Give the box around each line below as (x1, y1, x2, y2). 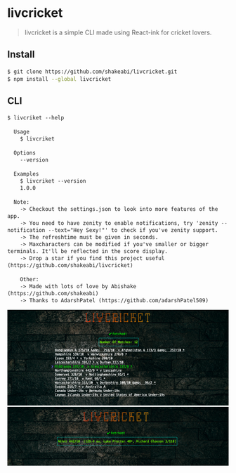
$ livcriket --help (7, 115, 65, 122)
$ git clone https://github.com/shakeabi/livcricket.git (7, 68, 178, 75)
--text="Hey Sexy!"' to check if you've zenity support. (48, 227, 218, 234)
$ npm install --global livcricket (7, 75, 112, 82)
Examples (13, 171, 39, 178)
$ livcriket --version (20, 178, 86, 185)
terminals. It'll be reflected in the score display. (7, 248, 169, 255)
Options (13, 150, 37, 157)
